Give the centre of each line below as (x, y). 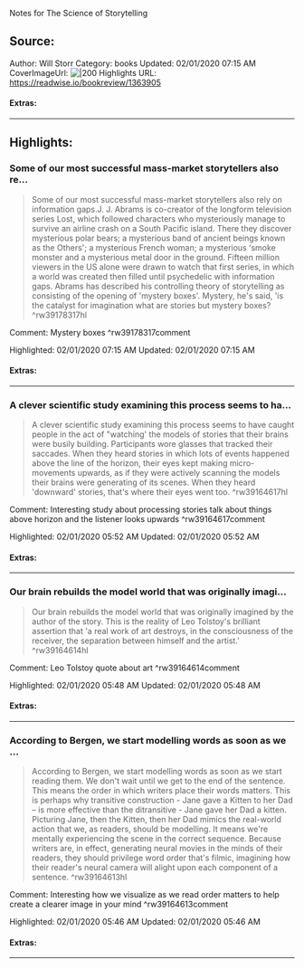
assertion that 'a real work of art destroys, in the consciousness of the (162, 631)
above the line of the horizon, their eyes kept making (129, 463)
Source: (32, 41)
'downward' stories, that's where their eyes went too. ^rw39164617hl (159, 492)
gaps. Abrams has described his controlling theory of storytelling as (158, 286)
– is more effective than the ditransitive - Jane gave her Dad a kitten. (159, 810)
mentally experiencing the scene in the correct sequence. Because (157, 839)
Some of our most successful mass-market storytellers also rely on (157, 199)
